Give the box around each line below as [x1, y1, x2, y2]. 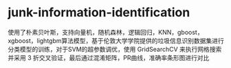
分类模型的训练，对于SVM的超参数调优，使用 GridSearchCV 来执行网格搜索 [8, 45, 222, 53]
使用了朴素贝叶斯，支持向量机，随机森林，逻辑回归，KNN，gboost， [8, 28, 203, 36]
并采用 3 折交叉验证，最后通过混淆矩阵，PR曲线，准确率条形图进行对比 [8, 53, 210, 62]
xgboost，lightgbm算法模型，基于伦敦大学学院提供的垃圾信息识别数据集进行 [8, 36, 224, 45]
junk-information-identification [8, 5, 190, 20]
